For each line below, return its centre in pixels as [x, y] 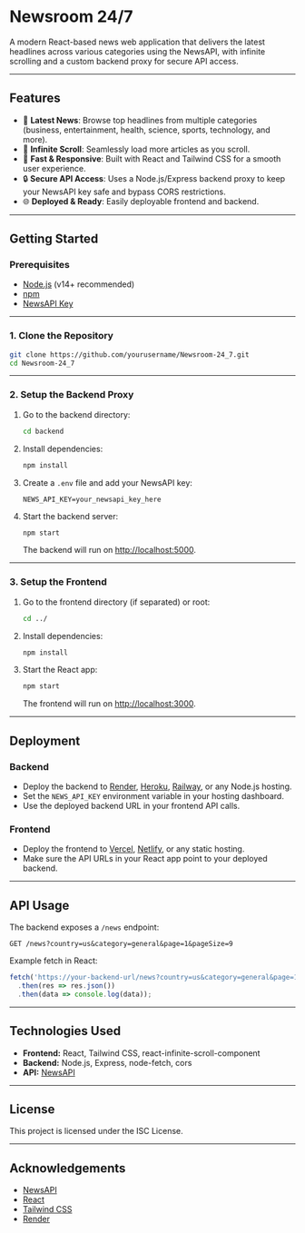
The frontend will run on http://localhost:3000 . [109, 704]
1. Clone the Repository [61, 336]
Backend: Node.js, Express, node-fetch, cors [107, 1062]
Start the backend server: [70, 516]
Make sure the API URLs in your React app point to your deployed [145, 859]
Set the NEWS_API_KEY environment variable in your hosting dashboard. [153, 796]
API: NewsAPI [49, 1072]
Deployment [45, 740]
